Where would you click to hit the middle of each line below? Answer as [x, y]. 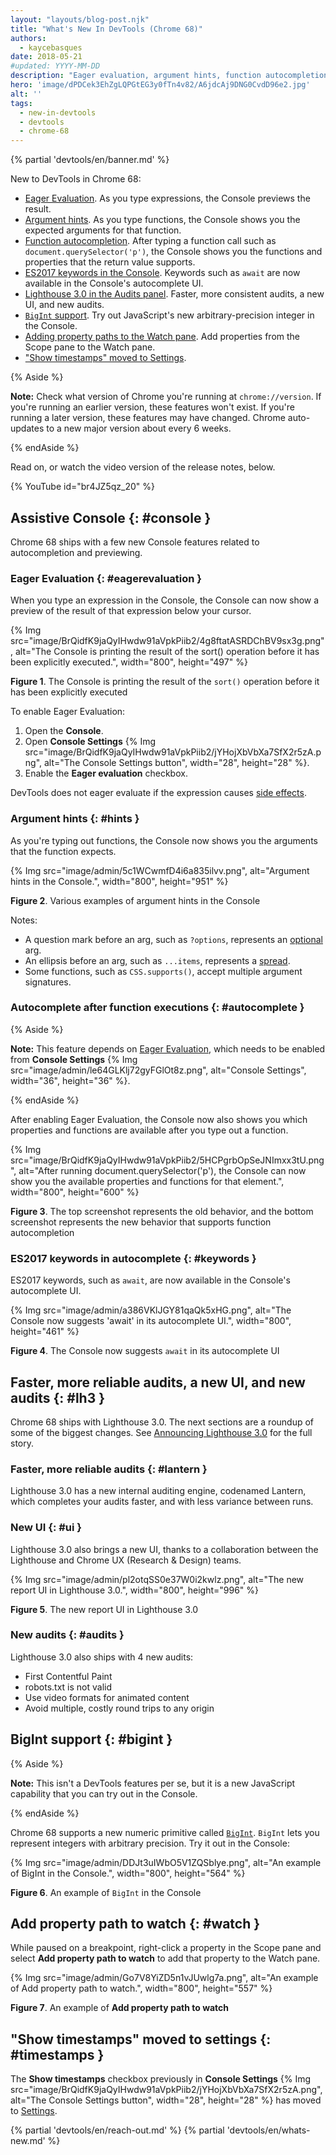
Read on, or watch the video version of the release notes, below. [143, 467]
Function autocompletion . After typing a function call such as [150, 241]
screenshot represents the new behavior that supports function [141, 1222]
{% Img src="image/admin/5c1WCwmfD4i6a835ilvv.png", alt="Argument [160, 870]
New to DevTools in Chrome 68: [76, 179]
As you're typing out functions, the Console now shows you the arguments [164, 840]
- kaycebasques [51, 47]
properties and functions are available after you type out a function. [149, 1130]
